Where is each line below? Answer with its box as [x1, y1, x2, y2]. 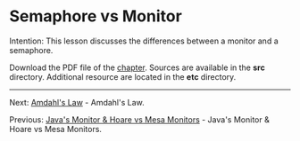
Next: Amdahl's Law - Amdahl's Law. [9, 97, 145, 107]
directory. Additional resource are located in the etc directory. [9, 71, 237, 82]
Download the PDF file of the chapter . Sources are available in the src [9, 62, 265, 73]
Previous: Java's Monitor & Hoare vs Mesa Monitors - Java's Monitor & [9, 114, 270, 125]
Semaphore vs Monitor [9, 6, 183, 27]
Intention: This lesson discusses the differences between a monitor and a [9, 35, 279, 46]
